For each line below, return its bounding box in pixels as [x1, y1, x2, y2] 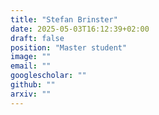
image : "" [10, 52, 52, 62]
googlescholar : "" [10, 71, 87, 81]
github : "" [10, 80, 56, 90]
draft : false [10, 33, 65, 43]
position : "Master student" [10, 42, 128, 53]
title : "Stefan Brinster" [10, 14, 118, 25]
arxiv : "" [10, 89, 52, 99]
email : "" [10, 61, 52, 71]
